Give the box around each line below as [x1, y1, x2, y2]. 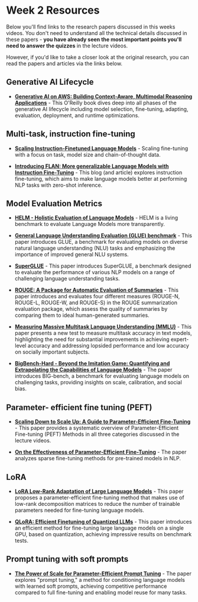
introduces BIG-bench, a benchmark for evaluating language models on [14, 372, 190, 380]
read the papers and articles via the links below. [6, 60, 123, 67]
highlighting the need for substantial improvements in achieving [14, 336, 170, 343]
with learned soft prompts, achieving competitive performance [14, 582, 167, 590]
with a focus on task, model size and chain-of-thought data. [14, 151, 161, 158]
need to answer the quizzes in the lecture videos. [6, 42, 128, 49]
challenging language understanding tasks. [14, 275, 120, 282]
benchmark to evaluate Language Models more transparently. [14, 221, 165, 228]
